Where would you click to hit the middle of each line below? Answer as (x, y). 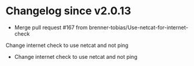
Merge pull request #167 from (51, 27)
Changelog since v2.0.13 (68, 11)
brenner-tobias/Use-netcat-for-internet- (138, 27)
